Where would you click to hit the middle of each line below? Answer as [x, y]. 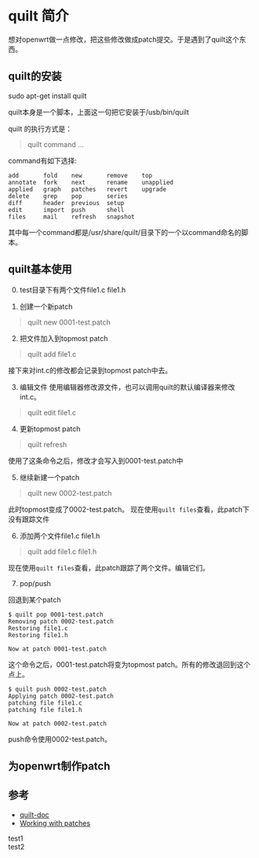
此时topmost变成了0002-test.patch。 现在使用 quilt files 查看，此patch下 [129, 509]
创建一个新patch [46, 306]
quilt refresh [47, 444]
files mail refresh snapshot [71, 217]
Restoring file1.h [38, 635]
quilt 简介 [38, 16]
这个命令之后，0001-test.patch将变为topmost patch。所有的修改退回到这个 [129, 664]
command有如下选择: [42, 160]
